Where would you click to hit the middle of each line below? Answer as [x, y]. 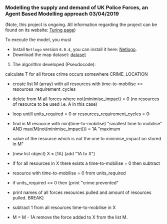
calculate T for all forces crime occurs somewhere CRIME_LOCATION [77, 74]
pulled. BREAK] [28, 198]
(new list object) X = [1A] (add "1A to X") [54, 154]
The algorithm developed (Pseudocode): [54, 65]
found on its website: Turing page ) [40, 30]
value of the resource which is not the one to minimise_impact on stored [87, 139]
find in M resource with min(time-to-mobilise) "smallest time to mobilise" [87, 124]
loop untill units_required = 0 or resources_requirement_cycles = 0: [81, 114]
